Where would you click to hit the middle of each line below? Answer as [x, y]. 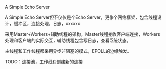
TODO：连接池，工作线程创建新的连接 [44, 61]
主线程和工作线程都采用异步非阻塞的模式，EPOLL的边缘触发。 [68, 51]
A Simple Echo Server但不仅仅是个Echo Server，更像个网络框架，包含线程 [81, 17]
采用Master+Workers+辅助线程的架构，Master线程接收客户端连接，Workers [83, 34]
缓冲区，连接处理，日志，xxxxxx [47, 24]
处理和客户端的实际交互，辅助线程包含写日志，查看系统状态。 [68, 40]
